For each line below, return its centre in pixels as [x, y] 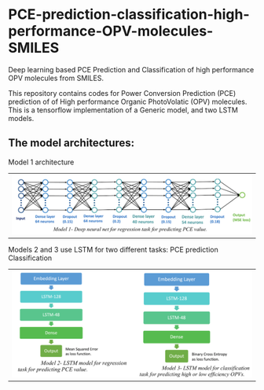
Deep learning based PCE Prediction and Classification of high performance [131, 69]
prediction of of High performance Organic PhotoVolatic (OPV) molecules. [128, 101]
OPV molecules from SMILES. [56, 78]
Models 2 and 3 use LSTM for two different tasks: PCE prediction [113, 249]
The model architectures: [71, 143]
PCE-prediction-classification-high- [129, 15]
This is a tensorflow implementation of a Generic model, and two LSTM [123, 110]
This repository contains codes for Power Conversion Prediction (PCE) [122, 93]
